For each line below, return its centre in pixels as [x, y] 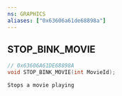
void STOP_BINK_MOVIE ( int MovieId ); [61, 73]
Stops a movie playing [41, 85]
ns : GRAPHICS [27, 14]
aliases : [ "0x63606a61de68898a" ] [57, 21]
